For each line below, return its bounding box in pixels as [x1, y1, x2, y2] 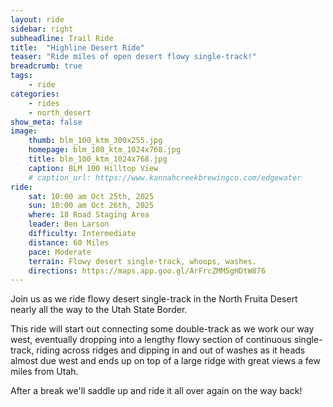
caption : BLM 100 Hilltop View [28, 163, 159, 173]
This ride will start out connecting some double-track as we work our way [10, 323, 315, 335]
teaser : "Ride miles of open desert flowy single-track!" [10, 52, 257, 62]
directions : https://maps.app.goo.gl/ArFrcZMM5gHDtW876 [28, 266, 267, 276]
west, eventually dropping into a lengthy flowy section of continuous [10, 334, 292, 346]
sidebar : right [10, 24, 74, 34]
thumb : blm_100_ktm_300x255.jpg [28, 136, 163, 146]
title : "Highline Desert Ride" [10, 42, 145, 53]
